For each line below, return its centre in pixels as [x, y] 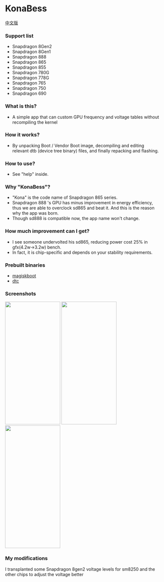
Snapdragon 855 [29, 67]
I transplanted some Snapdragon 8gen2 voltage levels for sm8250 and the [80, 569]
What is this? [21, 106]
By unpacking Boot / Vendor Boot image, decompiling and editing [78, 145]
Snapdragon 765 [29, 83]
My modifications [26, 558]
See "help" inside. [30, 174]
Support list [19, 36]
